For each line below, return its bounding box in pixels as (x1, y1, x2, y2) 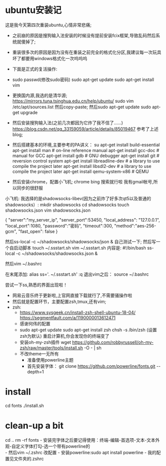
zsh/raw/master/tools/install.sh (19, 345, 83, 351)
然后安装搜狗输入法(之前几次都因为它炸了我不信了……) (12, 120, 123, 126)
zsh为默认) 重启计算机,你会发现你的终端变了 (19, 333, 110, 339)
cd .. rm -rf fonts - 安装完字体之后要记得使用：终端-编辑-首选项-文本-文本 (5, 437, 156, 443)
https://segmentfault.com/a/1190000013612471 (19, 314, 116, 320)
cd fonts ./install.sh (5, 402, 44, 408)
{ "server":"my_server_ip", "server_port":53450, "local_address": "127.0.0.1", (5, 217, 160, 223)
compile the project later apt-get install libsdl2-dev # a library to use (12, 163, 152, 169)
